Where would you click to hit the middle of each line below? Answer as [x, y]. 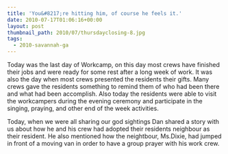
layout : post [26, 26]
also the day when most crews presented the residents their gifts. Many [108, 79]
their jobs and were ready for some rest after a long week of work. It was [110, 72]
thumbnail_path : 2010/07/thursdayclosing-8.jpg [76, 33]
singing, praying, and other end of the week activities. [83, 108]
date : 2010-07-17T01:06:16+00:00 [55, 20]
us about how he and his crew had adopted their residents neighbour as [109, 129]
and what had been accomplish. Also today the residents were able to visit [112, 94]
